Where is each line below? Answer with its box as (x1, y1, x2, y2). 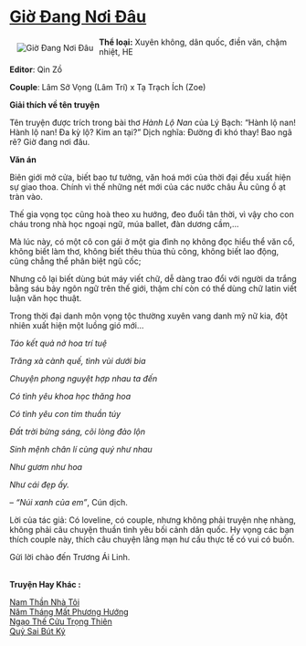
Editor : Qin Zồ (9, 64, 62, 75)
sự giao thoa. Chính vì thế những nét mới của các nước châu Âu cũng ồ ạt (9, 181, 286, 193)
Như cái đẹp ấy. (9, 479, 70, 490)
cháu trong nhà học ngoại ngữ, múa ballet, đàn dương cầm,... (9, 218, 239, 229)
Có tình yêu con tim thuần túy (9, 408, 121, 419)
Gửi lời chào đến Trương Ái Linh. (9, 551, 131, 562)
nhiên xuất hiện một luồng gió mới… (9, 319, 144, 330)
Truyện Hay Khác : (9, 578, 81, 589)
